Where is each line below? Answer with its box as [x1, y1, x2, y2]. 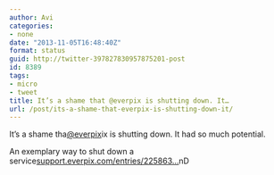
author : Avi [9, 12, 54, 22]
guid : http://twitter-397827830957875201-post [9, 54, 186, 63]
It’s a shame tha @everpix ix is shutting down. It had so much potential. [9, 129, 266, 139]
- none [9, 29, 34, 38]
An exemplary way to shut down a [9, 146, 134, 157]
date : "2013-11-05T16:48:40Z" [9, 37, 122, 47]
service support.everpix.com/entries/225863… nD [9, 155, 190, 166]
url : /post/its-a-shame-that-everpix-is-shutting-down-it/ [9, 104, 234, 113]
